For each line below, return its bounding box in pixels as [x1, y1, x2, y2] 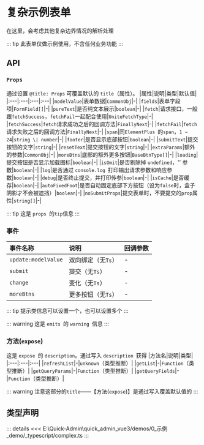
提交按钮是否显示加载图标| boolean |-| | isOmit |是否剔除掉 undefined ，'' [6, 159, 181, 166]
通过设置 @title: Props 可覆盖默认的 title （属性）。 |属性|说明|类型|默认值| [6, 89, 197, 97]
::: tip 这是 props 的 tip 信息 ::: [6, 209, 80, 217]
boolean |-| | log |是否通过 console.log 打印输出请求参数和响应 [13, 166, 167, 173]
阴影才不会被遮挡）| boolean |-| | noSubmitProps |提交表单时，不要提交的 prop [6, 189, 193, 196]
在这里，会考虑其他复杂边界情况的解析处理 [6, 27, 114, 34]
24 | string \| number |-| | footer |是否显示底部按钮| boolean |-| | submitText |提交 [6, 135, 198, 143]
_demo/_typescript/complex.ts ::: [6, 432, 89, 439]
